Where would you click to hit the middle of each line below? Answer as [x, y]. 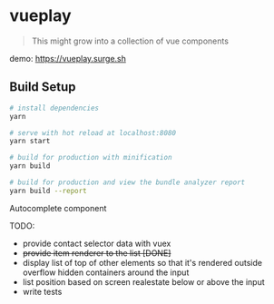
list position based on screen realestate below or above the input [143, 281]
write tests [42, 291]
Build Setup [43, 87]
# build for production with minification [91, 158]
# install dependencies [54, 108]
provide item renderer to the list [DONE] [97, 253]
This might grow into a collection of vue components [130, 41]
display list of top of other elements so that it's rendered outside [142, 262]
